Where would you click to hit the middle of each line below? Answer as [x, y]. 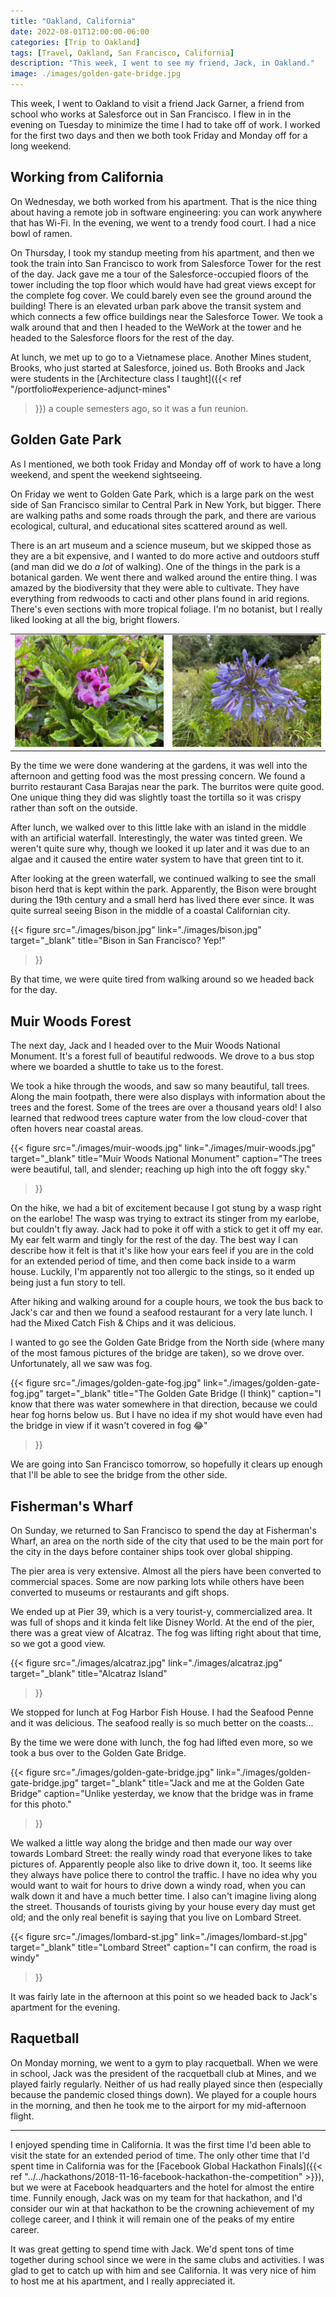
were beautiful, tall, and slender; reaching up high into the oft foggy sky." [160, 1169]
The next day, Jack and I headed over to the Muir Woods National [145, 1046]
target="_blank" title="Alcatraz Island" [89, 1673]
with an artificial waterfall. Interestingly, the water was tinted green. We [156, 838]
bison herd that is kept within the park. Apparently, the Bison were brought [163, 889]
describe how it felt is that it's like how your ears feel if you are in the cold [162, 1251]
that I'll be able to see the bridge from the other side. [119, 1475]
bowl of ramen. [41, 233]
